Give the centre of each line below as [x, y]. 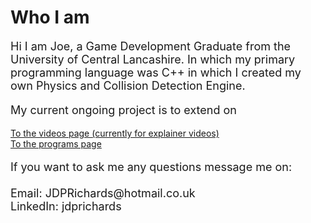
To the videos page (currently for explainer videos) [115, 133]
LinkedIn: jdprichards [66, 206]
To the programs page [56, 143]
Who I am [50, 17]
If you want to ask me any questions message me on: [151, 166]
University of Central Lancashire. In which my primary [153, 59]
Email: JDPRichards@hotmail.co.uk [103, 193]
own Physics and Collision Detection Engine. [128, 85]
